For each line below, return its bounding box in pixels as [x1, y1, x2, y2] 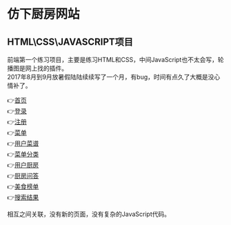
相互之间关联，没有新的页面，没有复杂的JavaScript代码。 [7, 210, 171, 218]
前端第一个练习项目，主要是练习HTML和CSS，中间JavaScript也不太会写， [7, 56, 219, 63]
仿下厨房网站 [7, 6, 81, 22]
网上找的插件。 [25, 64, 68, 72]
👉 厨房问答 [7, 172, 39, 179]
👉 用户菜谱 [7, 139, 39, 147]
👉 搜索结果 [7, 193, 39, 201]
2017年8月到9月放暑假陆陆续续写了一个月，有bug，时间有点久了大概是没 [7, 73, 214, 81]
